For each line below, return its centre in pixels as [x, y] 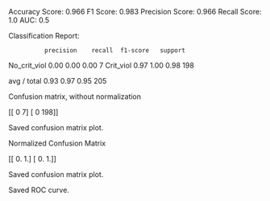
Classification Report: [44, 36]
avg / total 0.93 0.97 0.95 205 [58, 81]
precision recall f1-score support [114, 51]
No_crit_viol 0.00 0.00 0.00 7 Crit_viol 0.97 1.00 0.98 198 [102, 65]
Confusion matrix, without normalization [75, 96]
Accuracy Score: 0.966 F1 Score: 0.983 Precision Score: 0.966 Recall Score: [135, 12]
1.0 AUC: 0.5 [29, 20]
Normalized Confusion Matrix [57, 143]
